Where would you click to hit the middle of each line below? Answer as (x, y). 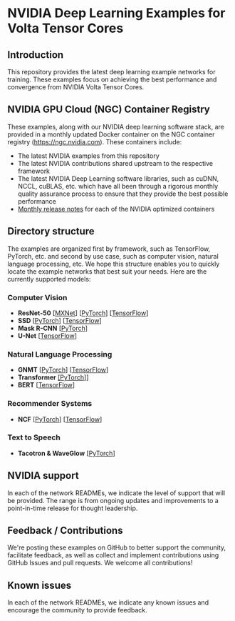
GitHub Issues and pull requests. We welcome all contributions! (100, 563)
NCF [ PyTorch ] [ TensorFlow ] (60, 419)
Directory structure (51, 231)
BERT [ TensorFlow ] (46, 385)
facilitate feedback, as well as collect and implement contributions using (113, 555)
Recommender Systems (50, 404)
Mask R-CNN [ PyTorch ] (52, 328)
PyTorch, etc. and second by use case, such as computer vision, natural (113, 256)
